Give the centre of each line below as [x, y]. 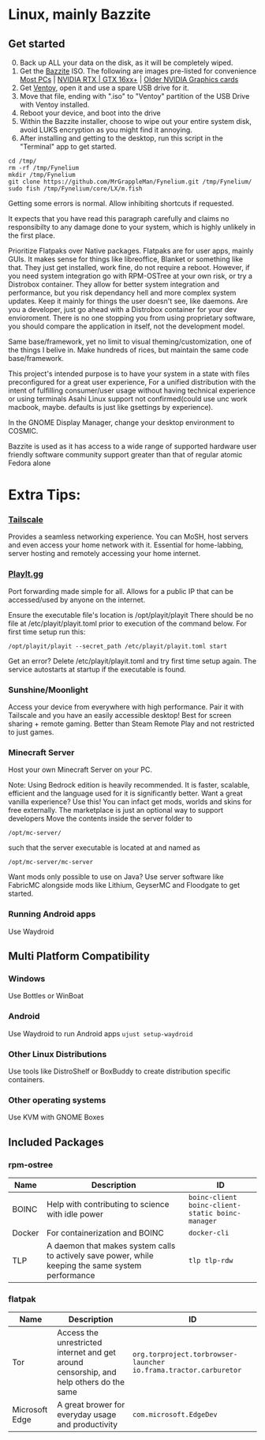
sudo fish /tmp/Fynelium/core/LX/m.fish [76, 189]
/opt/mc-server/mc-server [50, 863]
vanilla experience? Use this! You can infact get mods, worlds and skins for [130, 802]
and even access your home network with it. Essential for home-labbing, [126, 545]
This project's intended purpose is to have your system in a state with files [129, 374]
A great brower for [91, 1405]
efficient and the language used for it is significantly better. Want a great [125, 793]
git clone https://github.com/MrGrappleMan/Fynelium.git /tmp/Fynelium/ [130, 182]
